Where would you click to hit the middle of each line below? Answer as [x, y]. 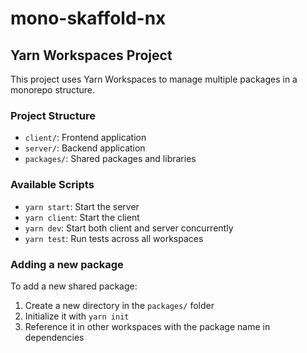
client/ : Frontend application [85, 138]
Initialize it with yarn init [77, 316]
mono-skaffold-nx [88, 18]
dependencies [54, 337]
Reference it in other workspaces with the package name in [147, 326]
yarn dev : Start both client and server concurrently [129, 228]
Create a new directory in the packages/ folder [119, 305]
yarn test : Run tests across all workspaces [114, 238]
